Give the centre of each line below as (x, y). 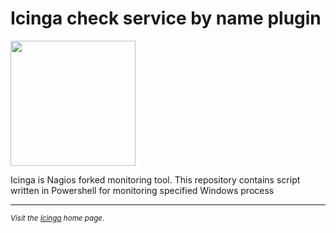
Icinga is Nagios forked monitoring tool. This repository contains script (155, 179)
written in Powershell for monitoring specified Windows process (142, 190)
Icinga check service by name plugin (166, 18)
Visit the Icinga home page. (57, 218)
